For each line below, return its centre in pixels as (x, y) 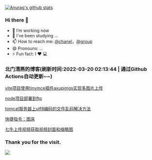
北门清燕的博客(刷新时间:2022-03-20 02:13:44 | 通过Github (76, 69)
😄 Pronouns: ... (28, 48)
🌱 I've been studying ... (35, 36)
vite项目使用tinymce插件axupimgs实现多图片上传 (54, 88)
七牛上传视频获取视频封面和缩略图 (39, 129)
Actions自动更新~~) (29, 77)
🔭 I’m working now (31, 31)
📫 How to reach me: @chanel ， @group (52, 42)
